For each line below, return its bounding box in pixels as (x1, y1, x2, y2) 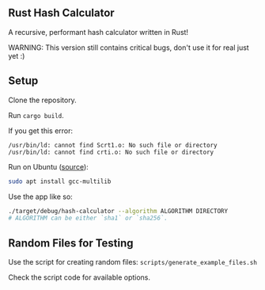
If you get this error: (8, 126, 74, 135)
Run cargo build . (8, 110, 65, 120)
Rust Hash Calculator (8, 6, 115, 20)
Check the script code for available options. (8, 273, 151, 282)
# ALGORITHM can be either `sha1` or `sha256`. (8, 214, 168, 223)
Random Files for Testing (8, 236, 134, 250)
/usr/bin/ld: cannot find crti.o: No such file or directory (8, 148, 214, 156)
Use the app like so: (8, 192, 73, 201)
